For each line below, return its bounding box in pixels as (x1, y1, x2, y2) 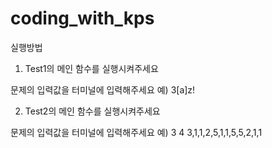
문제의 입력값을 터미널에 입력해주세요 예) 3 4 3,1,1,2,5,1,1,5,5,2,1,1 (10, 126, 263, 138)
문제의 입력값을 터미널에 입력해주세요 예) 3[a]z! (10, 83, 196, 96)
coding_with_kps (10, 7, 155, 30)
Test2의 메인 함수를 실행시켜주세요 (24, 105, 161, 117)
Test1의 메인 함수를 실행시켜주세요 (24, 62, 159, 74)
